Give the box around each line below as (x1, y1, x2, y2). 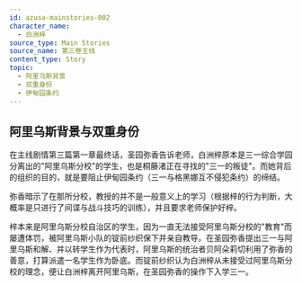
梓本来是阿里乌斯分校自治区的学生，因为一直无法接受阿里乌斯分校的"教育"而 (9, 221, 293, 232)
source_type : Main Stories (9, 38, 111, 48)
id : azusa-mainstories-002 (9, 13, 111, 22)
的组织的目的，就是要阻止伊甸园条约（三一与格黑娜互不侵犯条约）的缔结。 (9, 172, 285, 183)
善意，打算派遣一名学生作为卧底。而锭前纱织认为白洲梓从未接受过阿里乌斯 (9, 255, 285, 266)
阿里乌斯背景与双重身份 (9, 123, 139, 139)
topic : (9, 64, 34, 73)
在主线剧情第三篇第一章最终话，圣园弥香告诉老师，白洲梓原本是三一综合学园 (9, 149, 293, 160)
